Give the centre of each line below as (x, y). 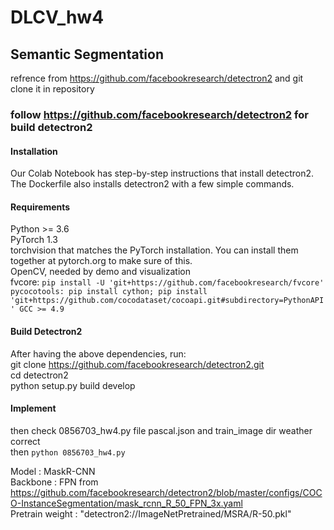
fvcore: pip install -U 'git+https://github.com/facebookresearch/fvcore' (167, 282)
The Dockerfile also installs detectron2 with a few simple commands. (152, 184)
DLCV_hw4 (57, 17)
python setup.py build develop (73, 385)
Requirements (40, 207)
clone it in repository (52, 89)
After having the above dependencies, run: (98, 353)
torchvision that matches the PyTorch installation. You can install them (154, 250)
